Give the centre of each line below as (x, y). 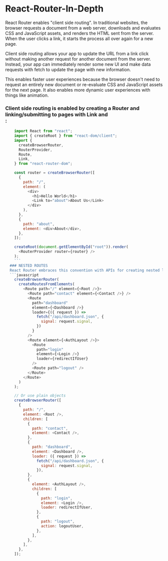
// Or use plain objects (40, 396)
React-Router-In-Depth (54, 9)
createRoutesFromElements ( (46, 284)
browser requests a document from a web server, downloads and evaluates (83, 28)
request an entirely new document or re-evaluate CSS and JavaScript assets (84, 84)
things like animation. (27, 95)
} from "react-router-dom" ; (43, 164)
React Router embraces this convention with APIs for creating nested (85, 270)
